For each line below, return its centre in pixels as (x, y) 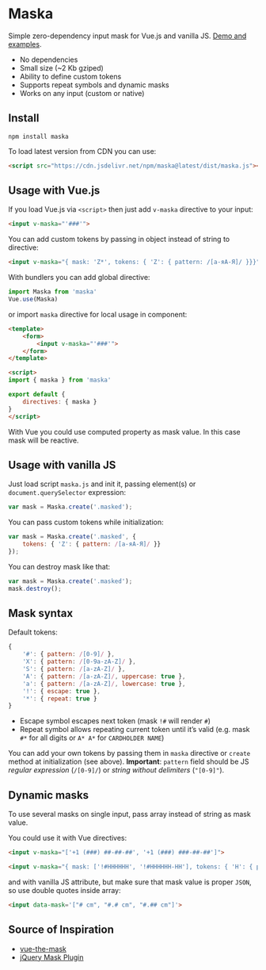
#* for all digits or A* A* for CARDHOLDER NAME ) (92, 738)
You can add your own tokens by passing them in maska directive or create (129, 753)
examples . (25, 44)
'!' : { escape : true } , (62, 691)
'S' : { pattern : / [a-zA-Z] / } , (74, 669)
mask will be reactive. (44, 440)
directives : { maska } (60, 401)
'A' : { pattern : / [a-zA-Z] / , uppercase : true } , (104, 676)
